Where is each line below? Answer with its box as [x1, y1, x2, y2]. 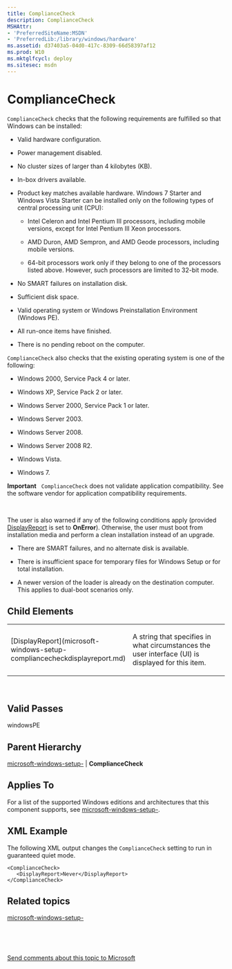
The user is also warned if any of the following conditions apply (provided [7, 516, 217, 524]
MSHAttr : [7, 23, 32, 30]
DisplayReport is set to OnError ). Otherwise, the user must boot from [7, 523, 204, 532]
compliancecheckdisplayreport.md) [10, 653, 126, 663]
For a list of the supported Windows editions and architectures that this [7, 797, 209, 806]
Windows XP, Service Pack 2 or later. [17, 388, 123, 396]
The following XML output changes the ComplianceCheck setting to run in [7, 844, 212, 852]
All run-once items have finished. [17, 327, 112, 335]
